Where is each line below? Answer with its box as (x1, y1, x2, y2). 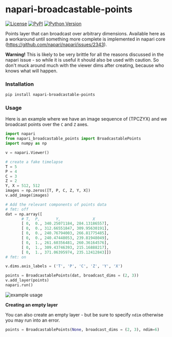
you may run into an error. (5, 317, 60, 323)
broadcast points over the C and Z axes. (5, 122, 89, 128)
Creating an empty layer (5, 302, 58, 308)
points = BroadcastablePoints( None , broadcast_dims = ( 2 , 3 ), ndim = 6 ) (5, 327, 160, 332)
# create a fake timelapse (5, 159, 63, 165)
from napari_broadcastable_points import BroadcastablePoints (5, 136, 141, 142)
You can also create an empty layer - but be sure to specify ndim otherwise (5, 311, 163, 318)
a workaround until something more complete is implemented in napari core (5, 36, 166, 42)
